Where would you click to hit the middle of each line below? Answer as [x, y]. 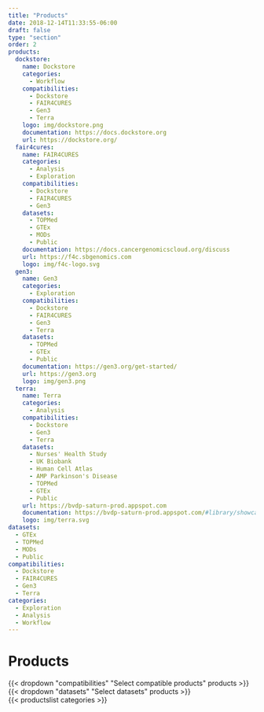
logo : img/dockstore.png [63, 125]
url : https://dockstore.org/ [70, 140]
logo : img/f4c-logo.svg [61, 264]
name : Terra [42, 396]
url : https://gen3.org [59, 374]
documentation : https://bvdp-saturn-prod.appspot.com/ [114, 513]
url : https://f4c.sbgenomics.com [77, 256]
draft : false [29, 30]
